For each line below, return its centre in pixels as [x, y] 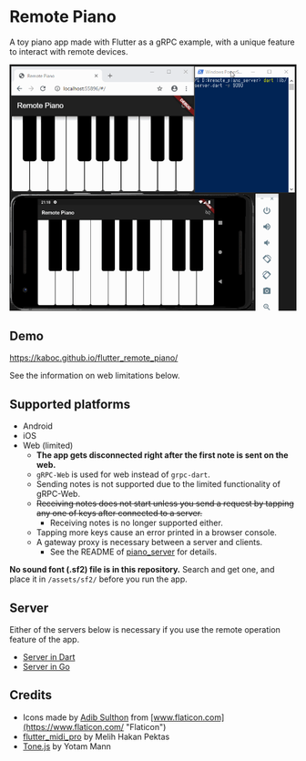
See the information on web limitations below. [95, 376]
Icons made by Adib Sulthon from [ [88, 717]
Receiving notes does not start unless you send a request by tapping [165, 503]
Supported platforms [70, 404]
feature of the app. [45, 640]
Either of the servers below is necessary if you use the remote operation [145, 630]
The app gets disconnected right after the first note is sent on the [162, 455]
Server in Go [46, 667]
